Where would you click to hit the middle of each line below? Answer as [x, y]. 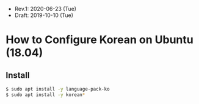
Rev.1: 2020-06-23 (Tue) [45, 9]
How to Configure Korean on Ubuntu [99, 40]
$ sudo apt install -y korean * [45, 95]
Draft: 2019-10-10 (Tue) [44, 15]
